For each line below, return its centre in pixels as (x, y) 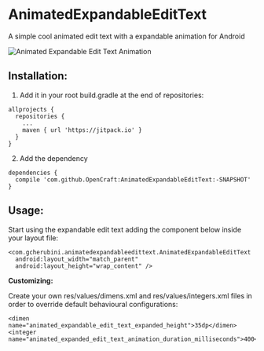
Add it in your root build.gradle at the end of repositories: (112, 95)
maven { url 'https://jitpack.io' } (82, 130)
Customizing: (31, 280)
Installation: (38, 76)
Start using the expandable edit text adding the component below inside (125, 229)
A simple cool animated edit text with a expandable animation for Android (126, 36)
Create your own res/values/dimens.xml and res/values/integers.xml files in (130, 295)
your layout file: (33, 238)
